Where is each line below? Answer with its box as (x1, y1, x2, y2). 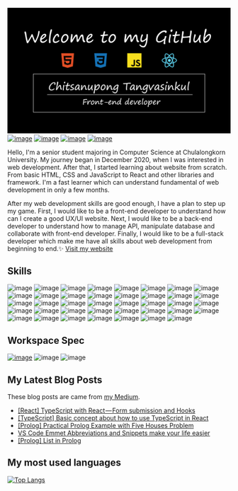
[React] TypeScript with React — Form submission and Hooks (17, 406, 196, 415)
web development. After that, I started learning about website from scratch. (7, 163, 227, 171)
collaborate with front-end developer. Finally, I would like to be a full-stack (7, 229, 225, 238)
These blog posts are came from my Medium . (7, 392, 140, 400)
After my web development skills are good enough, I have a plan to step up (7, 199, 226, 207)
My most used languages (7, 457, 122, 469)
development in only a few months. (7, 185, 110, 194)
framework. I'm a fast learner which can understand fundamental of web (7, 178, 220, 186)
